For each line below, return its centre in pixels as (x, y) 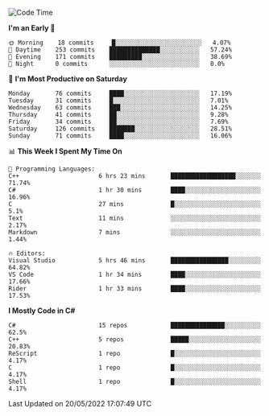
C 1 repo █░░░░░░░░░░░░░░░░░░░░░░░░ (135, 368)
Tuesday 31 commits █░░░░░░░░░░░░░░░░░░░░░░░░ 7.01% (118, 101)
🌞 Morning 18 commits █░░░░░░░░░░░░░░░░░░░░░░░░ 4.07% (120, 43)
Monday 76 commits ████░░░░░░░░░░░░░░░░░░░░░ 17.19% (120, 93)
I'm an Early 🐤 (32, 28)
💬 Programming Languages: (52, 169)
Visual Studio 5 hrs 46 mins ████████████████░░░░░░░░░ (135, 261)
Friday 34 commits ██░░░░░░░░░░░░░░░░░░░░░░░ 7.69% (118, 122)
